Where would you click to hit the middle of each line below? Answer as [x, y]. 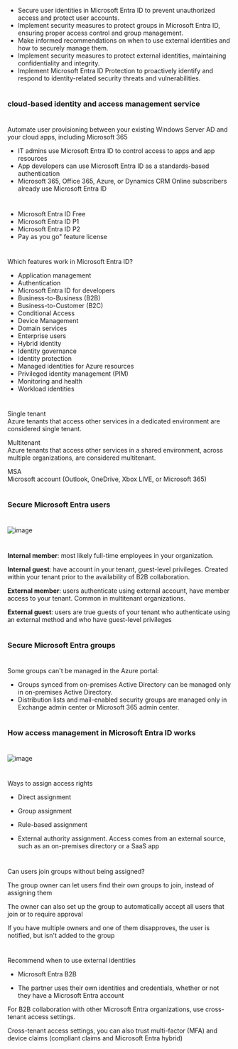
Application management [54, 275]
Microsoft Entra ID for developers [66, 290]
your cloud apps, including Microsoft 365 [67, 137]
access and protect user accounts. [69, 18]
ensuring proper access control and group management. [100, 33]
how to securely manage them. [63, 48]
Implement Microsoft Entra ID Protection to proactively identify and [115, 71]
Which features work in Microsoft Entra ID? [70, 261]
